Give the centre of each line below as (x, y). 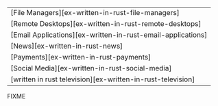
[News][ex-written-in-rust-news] (67, 46)
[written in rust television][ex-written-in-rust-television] (103, 79)
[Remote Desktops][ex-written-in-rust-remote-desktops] (106, 24)
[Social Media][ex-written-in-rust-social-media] (91, 68)
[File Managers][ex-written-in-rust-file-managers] (95, 13)
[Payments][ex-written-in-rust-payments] (81, 57)
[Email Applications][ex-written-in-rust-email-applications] (109, 35)
